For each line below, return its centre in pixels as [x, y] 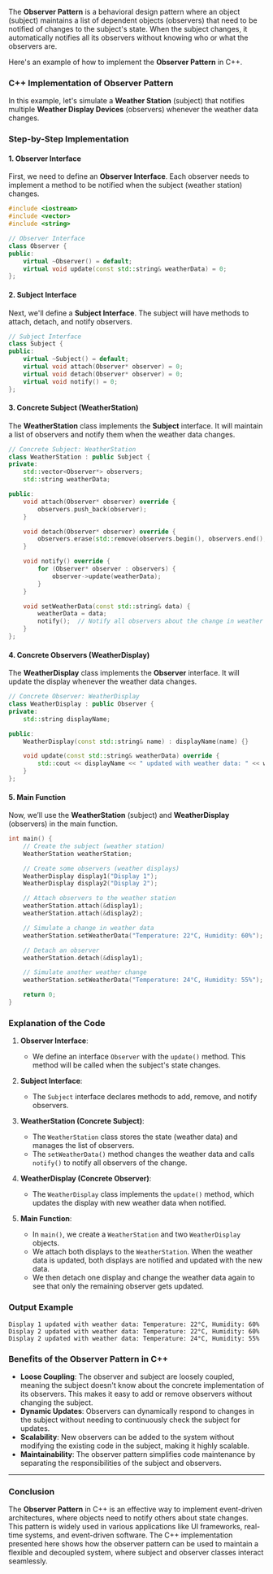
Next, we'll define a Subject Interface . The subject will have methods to [129, 313]
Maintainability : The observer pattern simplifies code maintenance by [138, 1454]
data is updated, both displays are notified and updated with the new [147, 1260]
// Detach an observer [61, 950]
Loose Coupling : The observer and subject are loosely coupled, [127, 1376]
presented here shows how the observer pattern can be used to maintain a [133, 1544]
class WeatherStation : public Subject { [80, 457]
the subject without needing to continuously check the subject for [130, 1420]
